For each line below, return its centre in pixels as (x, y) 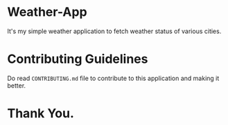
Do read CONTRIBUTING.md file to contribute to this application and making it (113, 78)
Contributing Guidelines (78, 59)
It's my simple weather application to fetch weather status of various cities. (114, 31)
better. (17, 85)
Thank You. (41, 114)
